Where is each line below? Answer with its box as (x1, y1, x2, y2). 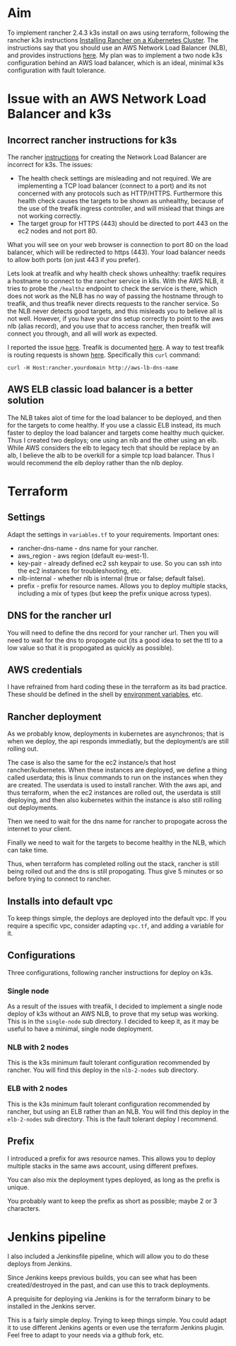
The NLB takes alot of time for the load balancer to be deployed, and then (7, 413, 221, 422)
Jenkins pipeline (7, 1228, 106, 1245)
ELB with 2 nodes (7, 1083, 68, 1093)
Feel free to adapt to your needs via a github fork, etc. (7, 1331, 165, 1340)
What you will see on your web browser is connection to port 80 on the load (7, 240, 228, 249)
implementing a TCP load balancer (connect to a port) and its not (17, 181, 207, 190)
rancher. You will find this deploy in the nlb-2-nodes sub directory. (7, 1066, 199, 1074)
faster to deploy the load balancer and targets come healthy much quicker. (7, 428, 225, 437)
